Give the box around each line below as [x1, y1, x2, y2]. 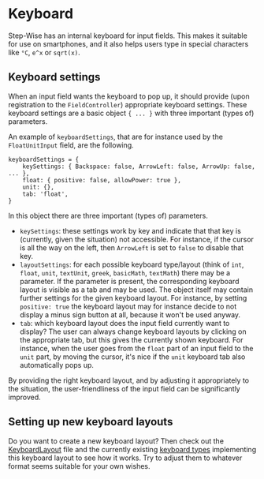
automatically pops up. [19, 360, 95, 369]
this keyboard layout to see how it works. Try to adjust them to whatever [8, 453, 243, 462]
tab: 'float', [22, 190, 69, 198]
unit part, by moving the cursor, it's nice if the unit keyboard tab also [19, 352, 246, 361]
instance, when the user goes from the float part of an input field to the [19, 343, 254, 353]
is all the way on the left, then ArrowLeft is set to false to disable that [19, 242, 244, 253]
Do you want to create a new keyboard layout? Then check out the [8, 436, 225, 446]
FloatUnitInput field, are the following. [8, 140, 134, 150]
